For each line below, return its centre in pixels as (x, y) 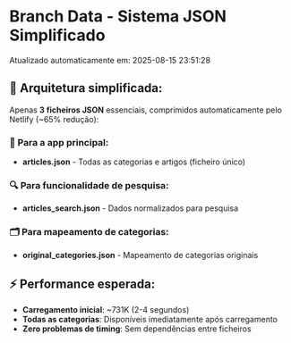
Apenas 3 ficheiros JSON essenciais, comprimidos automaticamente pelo (145, 110)
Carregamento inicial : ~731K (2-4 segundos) (106, 310)
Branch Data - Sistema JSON (118, 17)
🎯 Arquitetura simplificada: (86, 88)
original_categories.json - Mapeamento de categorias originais (140, 255)
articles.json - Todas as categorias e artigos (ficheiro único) (134, 162)
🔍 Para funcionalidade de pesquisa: (89, 185)
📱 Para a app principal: (59, 142)
